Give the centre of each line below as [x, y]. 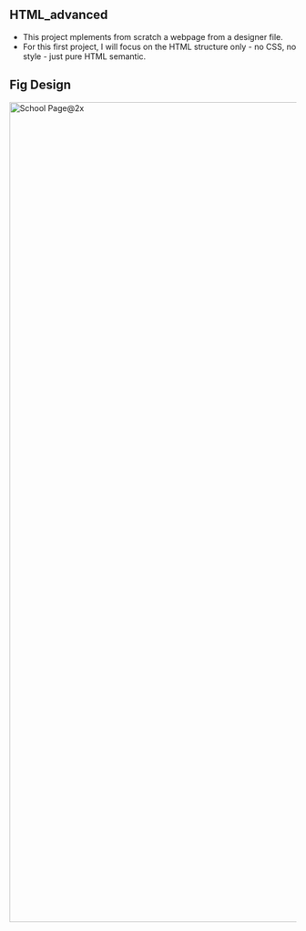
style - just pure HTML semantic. [84, 56]
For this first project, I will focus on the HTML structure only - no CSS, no [159, 46]
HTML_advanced [59, 15]
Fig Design [40, 85]
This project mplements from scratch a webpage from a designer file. [153, 36]
